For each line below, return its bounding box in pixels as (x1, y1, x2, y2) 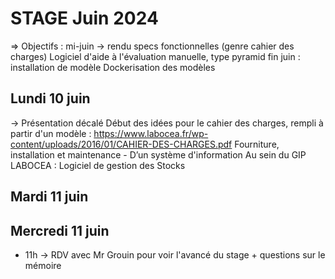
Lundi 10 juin (10, 90, 91, 107)
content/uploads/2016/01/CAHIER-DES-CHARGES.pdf (10, 138, 233, 150)
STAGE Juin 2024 (10, 7, 159, 30)
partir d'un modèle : (10, 127, 92, 139)
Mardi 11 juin (10, 188, 89, 206)
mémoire (24, 259, 62, 271)
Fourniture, (234, 138, 280, 150)
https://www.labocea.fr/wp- (93, 127, 209, 139)
